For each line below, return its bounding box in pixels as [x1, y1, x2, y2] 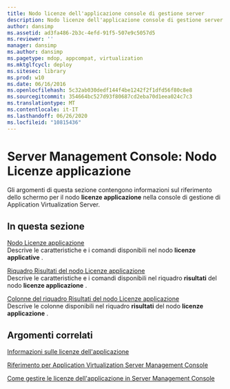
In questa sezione [7, 220, 85, 232]
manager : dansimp [7, 42, 57, 49]
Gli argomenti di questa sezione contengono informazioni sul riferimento [7, 186, 212, 194]
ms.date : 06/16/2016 [7, 81, 67, 87]
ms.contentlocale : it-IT [7, 106, 79, 113]
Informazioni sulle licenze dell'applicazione [7, 348, 129, 356]
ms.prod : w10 [7, 74, 45, 81]
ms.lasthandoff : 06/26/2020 [7, 112, 88, 119]
